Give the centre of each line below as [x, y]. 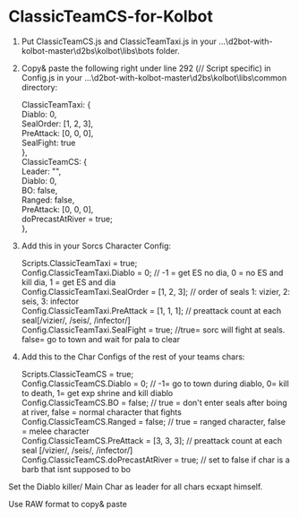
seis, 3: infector [50, 301]
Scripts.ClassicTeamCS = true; [77, 374]
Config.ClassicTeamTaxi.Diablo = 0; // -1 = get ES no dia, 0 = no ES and [152, 272]
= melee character [56, 431]
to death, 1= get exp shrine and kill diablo [97, 393]
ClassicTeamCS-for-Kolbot [111, 17]
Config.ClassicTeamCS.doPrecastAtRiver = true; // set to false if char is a [155, 460]
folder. [168, 50]
